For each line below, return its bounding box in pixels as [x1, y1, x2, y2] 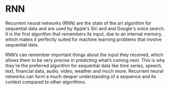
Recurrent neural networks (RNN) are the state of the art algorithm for [5, 20, 152, 26]
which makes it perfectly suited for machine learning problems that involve [5, 36, 162, 42]
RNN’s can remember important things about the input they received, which [5, 52, 164, 58]
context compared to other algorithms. [5, 79, 87, 85]
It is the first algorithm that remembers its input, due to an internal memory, [5, 31, 163, 37]
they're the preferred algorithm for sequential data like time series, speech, [5, 62, 163, 69]
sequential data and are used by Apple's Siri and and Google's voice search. [5, 25, 165, 31]
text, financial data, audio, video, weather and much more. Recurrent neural [5, 67, 164, 74]
